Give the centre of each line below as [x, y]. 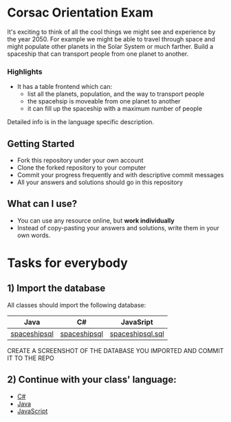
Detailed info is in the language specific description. [81, 122]
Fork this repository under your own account [80, 161]
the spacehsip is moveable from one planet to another [104, 101]
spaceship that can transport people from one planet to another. [98, 54]
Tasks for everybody [68, 263]
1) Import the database [56, 289]
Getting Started [41, 144]
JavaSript [137, 322]
